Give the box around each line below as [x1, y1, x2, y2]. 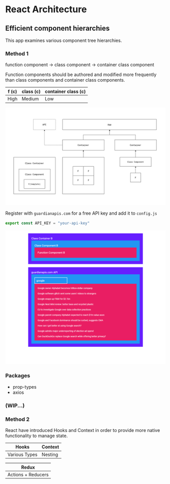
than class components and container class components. [5, 77, 126, 83]
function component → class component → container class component [5, 62, 154, 68]
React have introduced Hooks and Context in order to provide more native [5, 427, 160, 433]
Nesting [41, 451, 59, 457]
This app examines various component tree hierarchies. [5, 37, 122, 43]
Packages [5, 372, 31, 379]
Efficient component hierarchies [5, 24, 110, 33]
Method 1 [5, 50, 29, 57]
